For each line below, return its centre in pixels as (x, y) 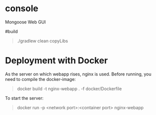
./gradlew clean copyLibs (43, 41)
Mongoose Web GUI (25, 22)
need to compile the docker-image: (40, 79)
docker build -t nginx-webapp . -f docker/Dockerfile (69, 89)
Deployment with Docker (56, 61)
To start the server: (24, 98)
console (22, 9)
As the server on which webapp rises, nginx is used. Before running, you (78, 74)
